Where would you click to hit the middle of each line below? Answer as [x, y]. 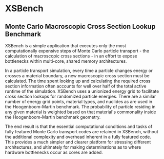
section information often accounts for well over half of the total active [76, 86]
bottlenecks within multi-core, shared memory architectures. [66, 61]
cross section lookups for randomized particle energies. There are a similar [81, 96]
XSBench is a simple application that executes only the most [66, 46]
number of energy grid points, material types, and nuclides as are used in [79, 102]
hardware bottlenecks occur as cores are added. [54, 152]
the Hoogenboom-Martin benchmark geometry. [53, 117]
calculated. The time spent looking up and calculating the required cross [78, 81]
